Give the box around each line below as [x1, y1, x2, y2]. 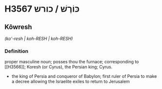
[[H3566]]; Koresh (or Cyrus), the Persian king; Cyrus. [4, 64, 113, 70]
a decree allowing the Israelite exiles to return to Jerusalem [11, 79, 130, 85]
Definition [4, 48, 29, 54]
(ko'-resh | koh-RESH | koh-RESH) [4, 36, 73, 41]
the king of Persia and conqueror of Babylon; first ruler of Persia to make [11, 73, 157, 79]
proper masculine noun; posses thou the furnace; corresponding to [4, 59, 139, 65]
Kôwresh [4, 23, 32, 31]
